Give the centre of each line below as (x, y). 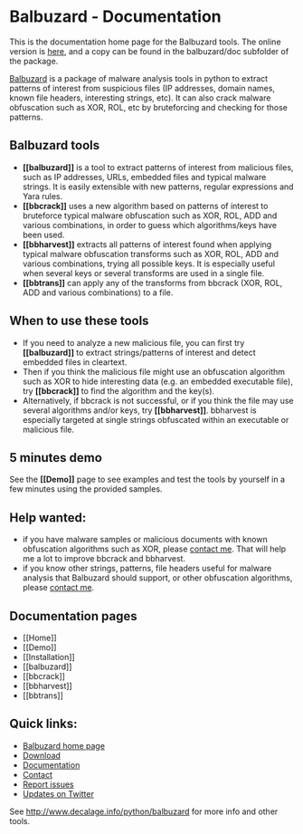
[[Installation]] (48, 657)
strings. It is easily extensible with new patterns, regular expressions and (158, 187)
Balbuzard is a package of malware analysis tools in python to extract (139, 78)
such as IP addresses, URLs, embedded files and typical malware (144, 177)
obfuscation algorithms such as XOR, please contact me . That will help (154, 549)
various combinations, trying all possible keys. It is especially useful (149, 264)
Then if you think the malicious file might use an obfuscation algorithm (154, 371)
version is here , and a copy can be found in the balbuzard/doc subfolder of (149, 51)
